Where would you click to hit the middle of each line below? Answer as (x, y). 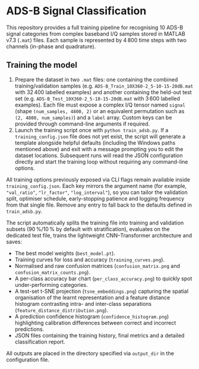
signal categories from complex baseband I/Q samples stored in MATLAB (96, 33)
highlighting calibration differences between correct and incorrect (95, 323)
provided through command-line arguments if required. (82, 124)
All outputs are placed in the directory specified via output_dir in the (90, 353)
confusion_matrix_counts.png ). (53, 272)
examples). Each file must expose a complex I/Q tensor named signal (100, 105)
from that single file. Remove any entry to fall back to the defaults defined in (99, 205)
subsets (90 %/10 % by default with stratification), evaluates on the (88, 229)
